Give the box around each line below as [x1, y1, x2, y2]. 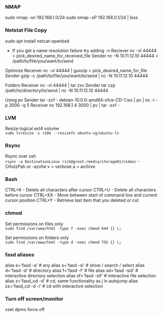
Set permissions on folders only [5, 235, 70, 240]
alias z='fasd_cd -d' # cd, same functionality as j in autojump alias [5, 278, 138, 284]
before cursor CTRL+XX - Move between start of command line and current [5, 192, 158, 198]
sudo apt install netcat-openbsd [5, 38, 70, 44]
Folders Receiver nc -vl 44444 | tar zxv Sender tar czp [5, 82, 116, 88]
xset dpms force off [5, 307, 45, 313]
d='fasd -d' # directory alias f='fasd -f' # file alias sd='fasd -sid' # [5, 267, 139, 273]
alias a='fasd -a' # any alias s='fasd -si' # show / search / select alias [5, 263, 145, 268]
